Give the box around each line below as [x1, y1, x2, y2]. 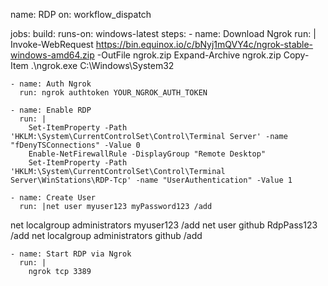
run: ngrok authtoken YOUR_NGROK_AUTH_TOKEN [19, 88, 208, 98]
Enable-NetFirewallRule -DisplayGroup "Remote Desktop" [28, 149, 267, 159]
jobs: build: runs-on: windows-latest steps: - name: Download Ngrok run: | [10, 28, 317, 39]
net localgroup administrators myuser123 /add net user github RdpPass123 [10, 219, 318, 231]
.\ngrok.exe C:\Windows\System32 [30, 60, 175, 71]
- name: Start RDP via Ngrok [10, 249, 132, 259]
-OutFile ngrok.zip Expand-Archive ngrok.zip [96, 49, 282, 61]
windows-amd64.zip [10, 49, 95, 61]
